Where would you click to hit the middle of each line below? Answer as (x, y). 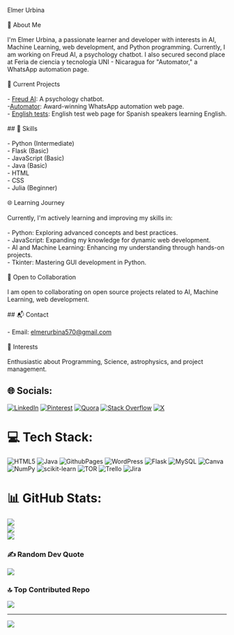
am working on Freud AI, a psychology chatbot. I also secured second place (116, 54)
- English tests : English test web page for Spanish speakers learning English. (117, 114)
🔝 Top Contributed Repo (49, 590)
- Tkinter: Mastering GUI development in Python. (77, 262)
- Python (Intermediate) (41, 143)
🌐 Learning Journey (36, 202)
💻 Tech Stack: (50, 437)
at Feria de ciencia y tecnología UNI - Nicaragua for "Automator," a (103, 62)
